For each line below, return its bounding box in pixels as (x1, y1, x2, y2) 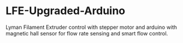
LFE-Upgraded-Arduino (5, 4, 125, 18)
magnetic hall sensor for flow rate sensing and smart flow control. (5, 29, 169, 37)
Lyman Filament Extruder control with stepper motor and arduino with (5, 24, 178, 31)
